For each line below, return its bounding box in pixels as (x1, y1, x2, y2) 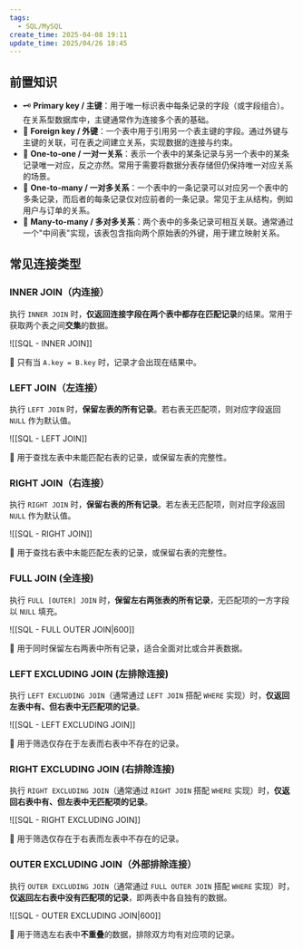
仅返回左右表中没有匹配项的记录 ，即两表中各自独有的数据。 (9, 892, 232, 903)
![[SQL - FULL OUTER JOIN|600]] (9, 624, 135, 634)
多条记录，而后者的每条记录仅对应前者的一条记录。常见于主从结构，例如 (22, 194, 293, 205)
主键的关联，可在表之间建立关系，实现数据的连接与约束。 (22, 137, 238, 148)
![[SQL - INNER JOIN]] (9, 337, 93, 349)
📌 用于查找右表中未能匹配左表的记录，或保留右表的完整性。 (9, 547, 232, 558)
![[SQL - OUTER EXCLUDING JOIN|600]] (9, 910, 161, 921)
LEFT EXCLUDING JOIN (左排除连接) (9, 667, 170, 680)
